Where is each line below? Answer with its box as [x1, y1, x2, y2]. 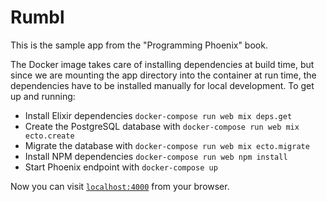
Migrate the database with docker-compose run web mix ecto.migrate [24, 139, 310, 151]
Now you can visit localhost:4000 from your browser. [10, 180, 230, 192]
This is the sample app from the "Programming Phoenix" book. [10, 39, 268, 51]
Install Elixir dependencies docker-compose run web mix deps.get [24, 109, 293, 121]
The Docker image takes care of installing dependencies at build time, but [10, 58, 315, 70]
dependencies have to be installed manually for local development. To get [10, 79, 315, 91]
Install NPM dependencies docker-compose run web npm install [24, 150, 288, 162]
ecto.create [24, 131, 75, 141]
